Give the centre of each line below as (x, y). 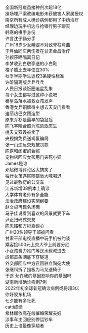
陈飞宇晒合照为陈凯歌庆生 (31, 126)
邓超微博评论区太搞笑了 (29, 169)
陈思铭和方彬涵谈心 (25, 226)
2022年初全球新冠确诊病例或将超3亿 (42, 288)
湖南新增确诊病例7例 (26, 282)
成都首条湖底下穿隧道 (27, 257)
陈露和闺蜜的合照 (22, 151)
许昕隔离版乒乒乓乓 (25, 82)
